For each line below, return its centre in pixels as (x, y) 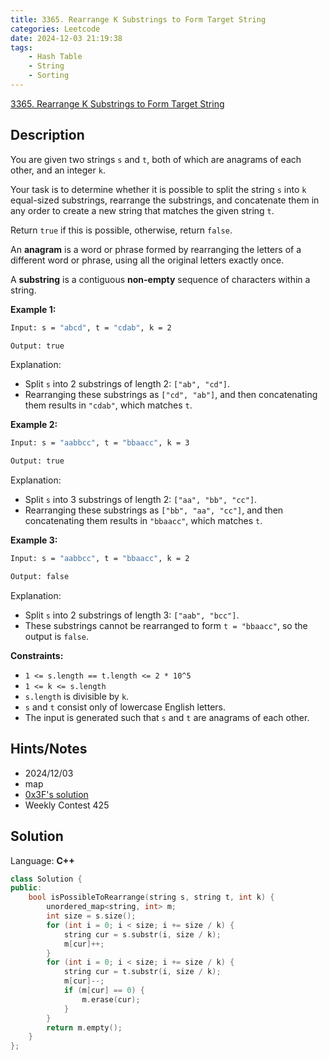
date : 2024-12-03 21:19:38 (66, 38)
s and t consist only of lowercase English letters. (125, 707)
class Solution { (46, 879)
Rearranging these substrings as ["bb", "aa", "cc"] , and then (154, 510)
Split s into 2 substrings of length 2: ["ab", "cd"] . (127, 384)
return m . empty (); (84, 1027)
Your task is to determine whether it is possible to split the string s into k (158, 189)
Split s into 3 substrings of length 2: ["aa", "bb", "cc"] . (141, 500)
